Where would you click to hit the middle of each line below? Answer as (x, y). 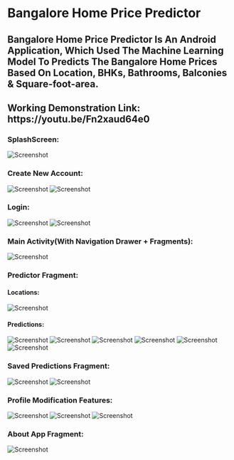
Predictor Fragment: (43, 276)
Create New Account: (45, 174)
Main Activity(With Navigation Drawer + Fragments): (100, 241)
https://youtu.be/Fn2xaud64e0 (79, 119)
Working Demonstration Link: (74, 108)
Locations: (23, 292)
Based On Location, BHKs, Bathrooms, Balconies (117, 73)
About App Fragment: (46, 434)
